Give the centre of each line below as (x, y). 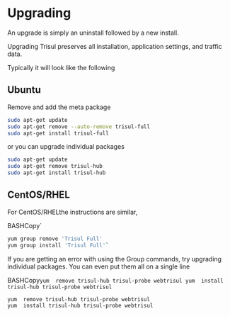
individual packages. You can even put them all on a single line (99, 266)
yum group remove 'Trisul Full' (55, 239)
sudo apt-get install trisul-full (58, 133)
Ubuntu (24, 90)
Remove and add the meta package (59, 107)
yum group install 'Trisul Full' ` (58, 245)
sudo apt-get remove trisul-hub (55, 167)
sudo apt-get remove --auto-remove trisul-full (79, 126)
